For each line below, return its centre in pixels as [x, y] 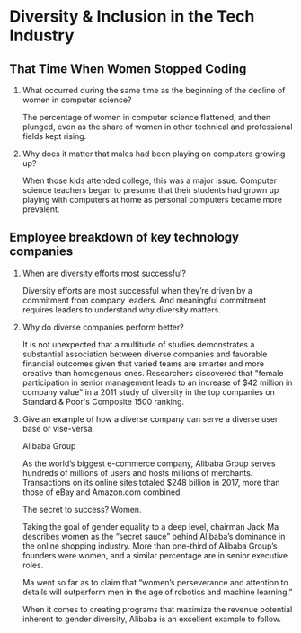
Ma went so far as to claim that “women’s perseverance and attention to [155, 582]
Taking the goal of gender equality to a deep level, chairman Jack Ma [150, 526]
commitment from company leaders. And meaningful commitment [144, 300]
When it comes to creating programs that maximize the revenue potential [157, 609]
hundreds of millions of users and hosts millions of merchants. [137, 472]
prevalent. [41, 209]
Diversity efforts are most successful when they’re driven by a [137, 290]
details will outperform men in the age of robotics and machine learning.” [157, 592]
